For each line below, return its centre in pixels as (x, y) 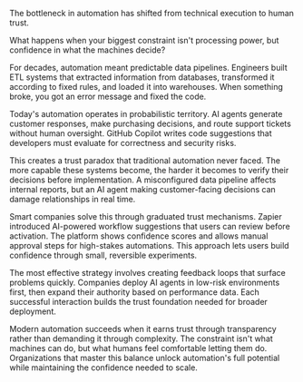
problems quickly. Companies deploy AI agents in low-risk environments (145, 282)
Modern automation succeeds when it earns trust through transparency (143, 329)
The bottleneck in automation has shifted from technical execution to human (152, 13)
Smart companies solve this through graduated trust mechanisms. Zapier (146, 216)
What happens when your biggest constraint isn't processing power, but (144, 40)
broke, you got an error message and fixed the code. (108, 96)
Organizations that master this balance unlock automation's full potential (145, 358)
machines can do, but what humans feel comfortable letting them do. (138, 348)
